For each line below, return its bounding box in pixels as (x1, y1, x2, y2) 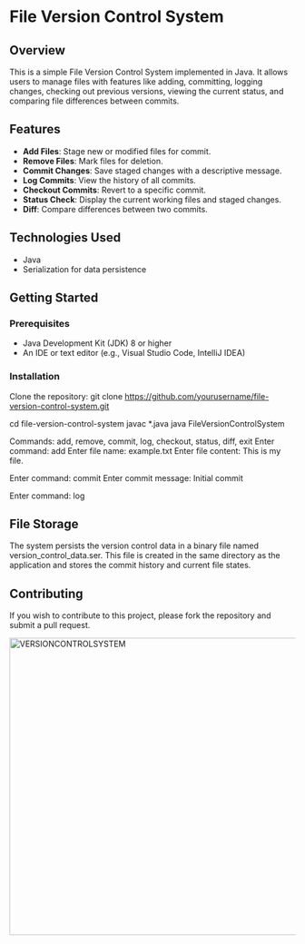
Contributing (9, 585, 84, 601)
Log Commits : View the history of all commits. (22, 174, 197, 185)
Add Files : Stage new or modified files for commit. (22, 145, 212, 156)
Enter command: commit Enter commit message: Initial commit (9, 472, 243, 483)
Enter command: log (9, 490, 85, 501)
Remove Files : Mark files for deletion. (22, 155, 163, 166)
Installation (9, 370, 61, 383)
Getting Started (9, 290, 99, 306)
